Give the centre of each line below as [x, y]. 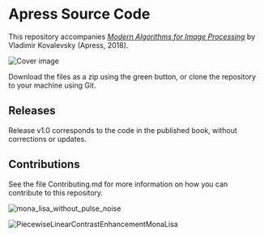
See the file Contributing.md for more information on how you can [118, 184]
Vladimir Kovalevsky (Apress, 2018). [68, 45]
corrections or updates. [47, 139]
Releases [32, 111]
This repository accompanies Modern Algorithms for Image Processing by [132, 36]
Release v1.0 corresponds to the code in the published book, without [123, 130]
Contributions [44, 164]
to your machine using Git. [52, 85]
